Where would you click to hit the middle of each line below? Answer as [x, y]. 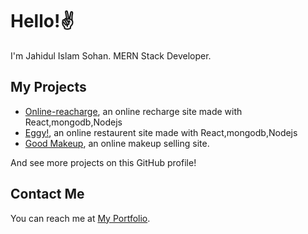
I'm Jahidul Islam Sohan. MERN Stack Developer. [111, 55]
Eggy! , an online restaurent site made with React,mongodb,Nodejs [161, 132]
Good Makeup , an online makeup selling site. [117, 143]
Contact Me [47, 194]
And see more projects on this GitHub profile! [103, 162]
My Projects [48, 87]
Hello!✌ [42, 21]
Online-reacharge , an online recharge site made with [133, 111]
